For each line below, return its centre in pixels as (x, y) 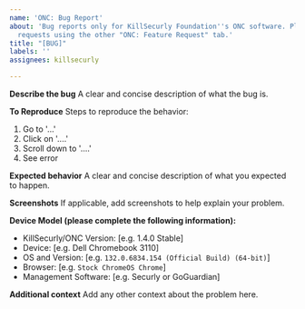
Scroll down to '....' (57, 148)
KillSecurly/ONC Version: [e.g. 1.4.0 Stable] (103, 238)
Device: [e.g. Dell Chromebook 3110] (91, 248)
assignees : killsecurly (54, 60)
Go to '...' (39, 129)
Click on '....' (45, 139)
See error (40, 158)
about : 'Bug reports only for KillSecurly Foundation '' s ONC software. (148, 26)
